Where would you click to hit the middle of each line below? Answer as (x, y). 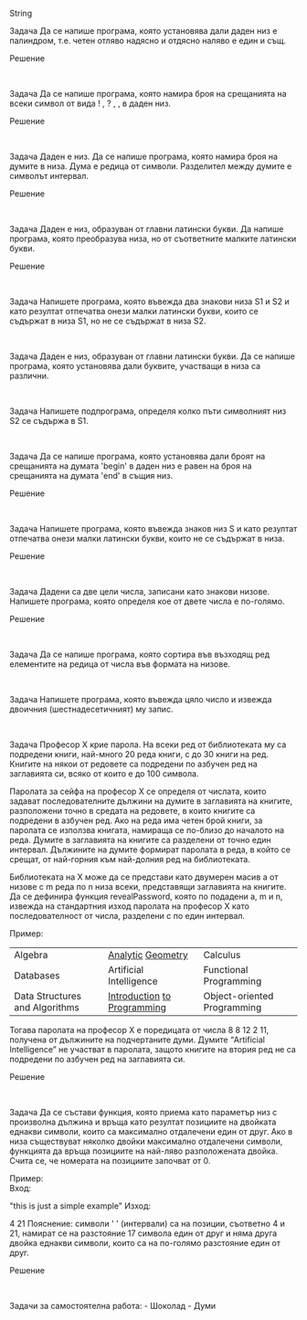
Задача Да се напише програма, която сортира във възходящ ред (140, 654)
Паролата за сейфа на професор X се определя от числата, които (138, 791)
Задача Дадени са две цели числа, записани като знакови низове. (140, 591)
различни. (29, 375)
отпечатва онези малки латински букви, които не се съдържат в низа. (147, 539)
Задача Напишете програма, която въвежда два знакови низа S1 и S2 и (149, 301)
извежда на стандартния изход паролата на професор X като (129, 906)
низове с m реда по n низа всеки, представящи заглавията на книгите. (148, 887)
